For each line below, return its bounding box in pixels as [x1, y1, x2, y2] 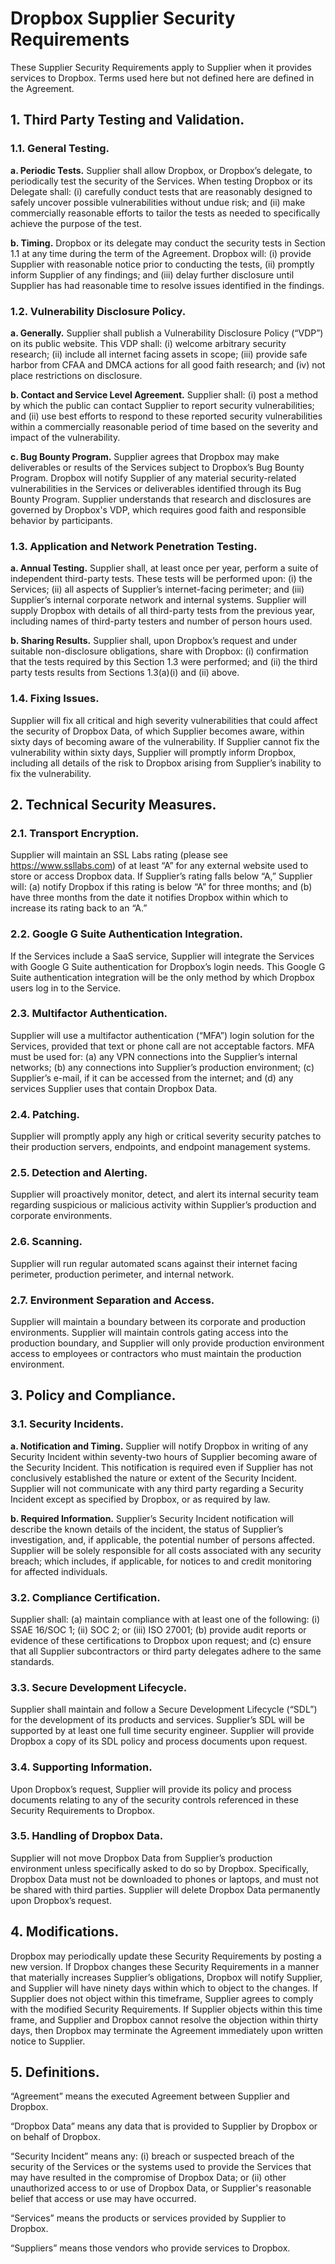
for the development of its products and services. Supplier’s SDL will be [10, 1714, 305, 1726]
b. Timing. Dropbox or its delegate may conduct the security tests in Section [10, 237, 326, 249]
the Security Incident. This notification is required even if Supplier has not [10, 1461, 314, 1473]
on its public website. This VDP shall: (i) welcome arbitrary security [10, 337, 287, 349]
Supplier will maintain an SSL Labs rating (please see [10, 849, 228, 861]
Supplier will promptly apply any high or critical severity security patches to [10, 1130, 322, 1142]
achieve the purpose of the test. [10, 217, 142, 229]
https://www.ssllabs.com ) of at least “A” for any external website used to [10, 860, 309, 872]
